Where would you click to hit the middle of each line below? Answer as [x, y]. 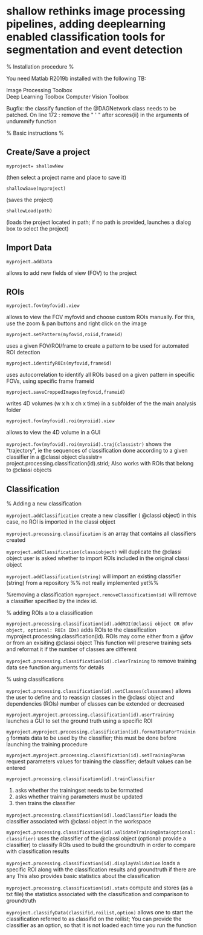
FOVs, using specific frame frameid [50, 381]
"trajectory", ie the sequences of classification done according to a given [97, 451]
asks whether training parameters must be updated [79, 797]
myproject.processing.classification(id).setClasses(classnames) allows [99, 691]
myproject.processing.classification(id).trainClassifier [81, 779]
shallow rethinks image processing [96, 11]
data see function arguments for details [55, 667]
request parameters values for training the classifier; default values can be [99, 761]
